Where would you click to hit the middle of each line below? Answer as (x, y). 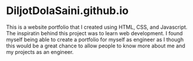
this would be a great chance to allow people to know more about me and (96, 46)
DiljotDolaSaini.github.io (67, 11)
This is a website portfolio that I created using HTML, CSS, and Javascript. (97, 27)
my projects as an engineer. (40, 52)
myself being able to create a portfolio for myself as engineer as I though (95, 39)
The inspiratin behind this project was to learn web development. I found (94, 33)
